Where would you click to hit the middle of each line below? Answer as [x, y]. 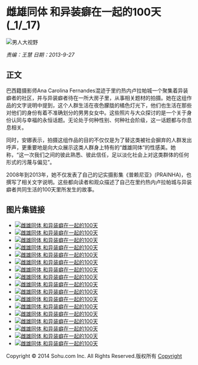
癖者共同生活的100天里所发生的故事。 [52, 189]
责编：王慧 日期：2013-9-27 [40, 54]
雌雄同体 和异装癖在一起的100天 [84, 12]
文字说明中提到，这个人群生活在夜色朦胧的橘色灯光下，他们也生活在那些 [104, 105]
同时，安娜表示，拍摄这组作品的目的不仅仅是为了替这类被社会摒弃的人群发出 [99, 140]
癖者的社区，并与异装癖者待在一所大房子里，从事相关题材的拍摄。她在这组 [96, 97]
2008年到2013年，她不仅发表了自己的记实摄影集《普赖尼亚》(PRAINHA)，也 [99, 174]
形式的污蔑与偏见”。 [31, 162]
